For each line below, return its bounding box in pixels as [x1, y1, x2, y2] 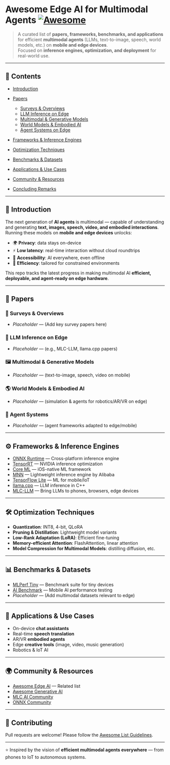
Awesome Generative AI [12, 688, 63, 694]
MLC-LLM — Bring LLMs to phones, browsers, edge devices [12, 488, 139, 494]
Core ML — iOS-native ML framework [12, 466, 92, 472]
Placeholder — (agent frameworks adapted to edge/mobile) [12, 423, 138, 429]
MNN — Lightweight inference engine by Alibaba [12, 472, 115, 478]
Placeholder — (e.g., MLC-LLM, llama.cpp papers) [12, 345, 118, 352]
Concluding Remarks [12, 186, 57, 192]
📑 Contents [5, 72, 41, 81]
